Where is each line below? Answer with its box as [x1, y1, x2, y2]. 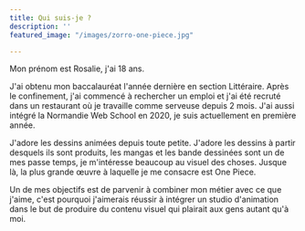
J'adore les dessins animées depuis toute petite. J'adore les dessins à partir [9, 138, 296, 149]
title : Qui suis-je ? [9, 13, 92, 23]
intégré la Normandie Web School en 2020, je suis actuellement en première [9, 110, 297, 121]
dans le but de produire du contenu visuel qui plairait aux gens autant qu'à [9, 204, 289, 215]
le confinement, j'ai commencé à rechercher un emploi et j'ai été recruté [9, 90, 281, 101]
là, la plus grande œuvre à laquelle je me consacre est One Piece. [9, 166, 257, 178]
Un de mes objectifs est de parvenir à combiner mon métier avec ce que [9, 184, 282, 195]
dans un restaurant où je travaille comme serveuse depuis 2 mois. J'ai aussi [9, 100, 295, 111]
